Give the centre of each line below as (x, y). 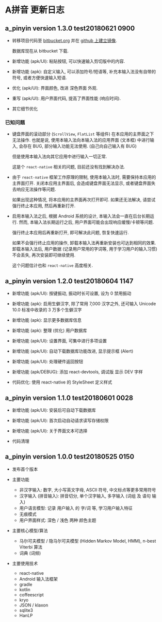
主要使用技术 (25, 563)
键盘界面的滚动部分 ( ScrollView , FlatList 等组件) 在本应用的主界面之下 (83, 134)
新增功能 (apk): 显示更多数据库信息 (47, 320)
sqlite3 (26, 610)
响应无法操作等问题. (36, 189)
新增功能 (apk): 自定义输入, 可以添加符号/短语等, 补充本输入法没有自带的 (84, 72)
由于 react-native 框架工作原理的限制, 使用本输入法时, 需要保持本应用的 (84, 177)
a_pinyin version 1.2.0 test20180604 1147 (69, 281)
